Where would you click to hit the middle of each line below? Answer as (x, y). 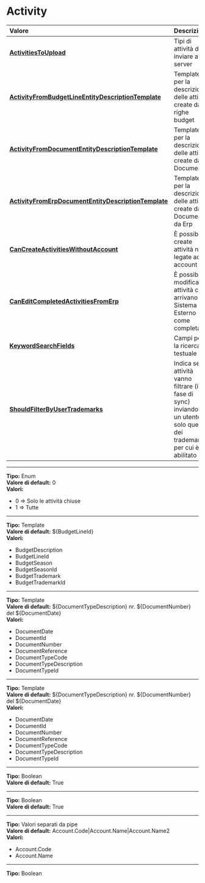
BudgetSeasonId (36, 569)
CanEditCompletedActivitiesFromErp (64, 301)
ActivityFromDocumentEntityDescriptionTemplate (84, 149)
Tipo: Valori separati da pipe (42, 824)
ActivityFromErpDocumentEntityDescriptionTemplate (89, 201)
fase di (183, 394)
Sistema (185, 305)
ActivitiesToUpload (38, 52)
